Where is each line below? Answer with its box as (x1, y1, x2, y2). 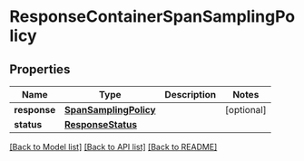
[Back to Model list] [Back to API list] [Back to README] (9, 142, 218, 152)
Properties (9, 62, 71, 77)
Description (164, 89, 217, 100)
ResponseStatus (64, 118, 138, 130)
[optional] (225, 104, 267, 116)
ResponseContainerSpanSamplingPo (9, 6, 296, 27)
